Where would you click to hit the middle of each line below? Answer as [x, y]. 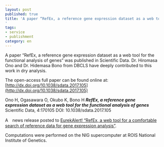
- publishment [20, 37]
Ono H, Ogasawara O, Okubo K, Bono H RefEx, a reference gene [70, 100]
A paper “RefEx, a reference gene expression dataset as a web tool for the [80, 55]
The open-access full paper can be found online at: [57, 80]
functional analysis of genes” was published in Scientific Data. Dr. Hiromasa [81, 60]
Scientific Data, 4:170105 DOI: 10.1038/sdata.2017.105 [58, 110]
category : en [18, 41]
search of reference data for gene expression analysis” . [61, 126]
